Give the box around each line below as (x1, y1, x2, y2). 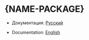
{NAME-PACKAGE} (4, 3, 85, 15)
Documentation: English (11, 29, 60, 35)
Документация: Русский (11, 20, 63, 26)
